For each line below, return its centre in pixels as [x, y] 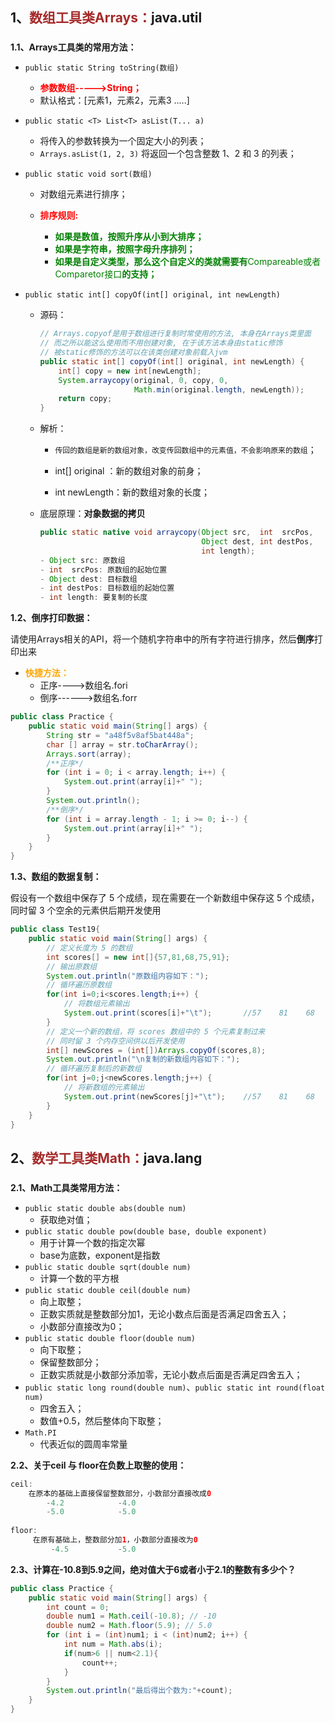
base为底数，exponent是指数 [100, 1255]
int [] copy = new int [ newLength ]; [130, 371]
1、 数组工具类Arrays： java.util [106, 18]
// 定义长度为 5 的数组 [89, 948]
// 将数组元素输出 [96, 1004]
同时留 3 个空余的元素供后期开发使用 [86, 910]
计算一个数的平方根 [79, 1278]
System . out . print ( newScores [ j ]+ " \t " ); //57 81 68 [189, 1096]
